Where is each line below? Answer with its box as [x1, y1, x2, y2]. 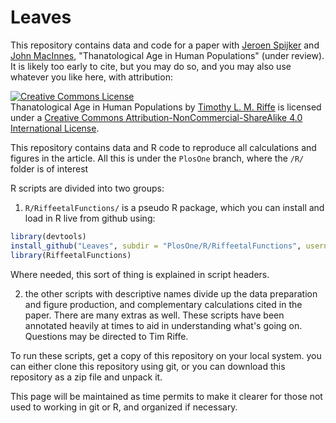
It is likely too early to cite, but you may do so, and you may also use [10, 60, 292, 72]
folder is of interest [10, 162, 89, 175]
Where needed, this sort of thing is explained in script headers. [10, 268, 270, 280]
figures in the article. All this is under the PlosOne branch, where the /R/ [10, 152, 305, 164]
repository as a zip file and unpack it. [10, 371, 163, 383]
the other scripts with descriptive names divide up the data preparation [24, 287, 318, 300]
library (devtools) [10, 231, 87, 241]
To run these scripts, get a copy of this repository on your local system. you [10, 349, 322, 361]
